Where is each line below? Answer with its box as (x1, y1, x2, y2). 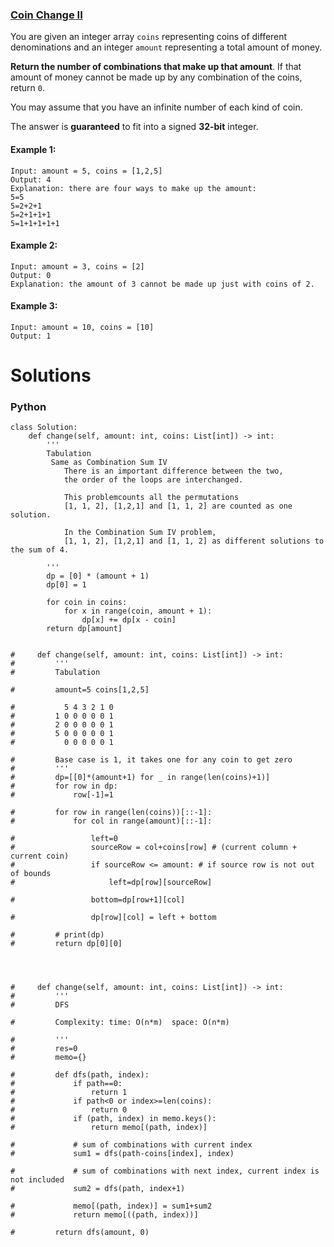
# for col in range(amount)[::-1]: (10, 816, 213, 827)
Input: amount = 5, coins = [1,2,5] (10, 166, 163, 176)
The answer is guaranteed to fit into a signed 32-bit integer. (10, 121, 259, 133)
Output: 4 (10, 174, 52, 185)
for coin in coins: (46, 598, 128, 608)
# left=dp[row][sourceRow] (10, 878, 213, 888)
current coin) (10, 851, 70, 862)
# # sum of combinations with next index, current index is (10, 1166, 320, 1177)
